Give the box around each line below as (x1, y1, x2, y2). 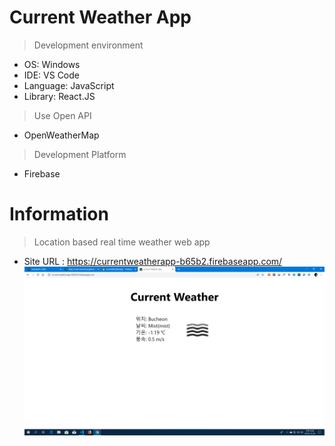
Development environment (33, 39, 144, 51)
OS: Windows (23, 58, 81, 70)
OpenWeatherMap (23, 129, 100, 141)
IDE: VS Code (23, 69, 80, 81)
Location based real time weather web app (33, 236, 211, 248)
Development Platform (33, 148, 127, 160)
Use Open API (33, 109, 92, 121)
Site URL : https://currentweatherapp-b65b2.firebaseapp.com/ (23, 255, 283, 267)
